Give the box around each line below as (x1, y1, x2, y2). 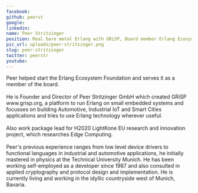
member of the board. (6, 80, 60, 87)
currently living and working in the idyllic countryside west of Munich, (6, 175, 176, 182)
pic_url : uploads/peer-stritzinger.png (6, 42, 104, 48)
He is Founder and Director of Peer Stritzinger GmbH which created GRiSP (6, 93, 187, 100)
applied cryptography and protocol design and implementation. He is (6, 168, 173, 175)
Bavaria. (6, 181, 27, 188)
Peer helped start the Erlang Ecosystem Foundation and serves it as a (6, 74, 175, 81)
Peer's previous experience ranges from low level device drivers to (6, 143, 169, 151)
